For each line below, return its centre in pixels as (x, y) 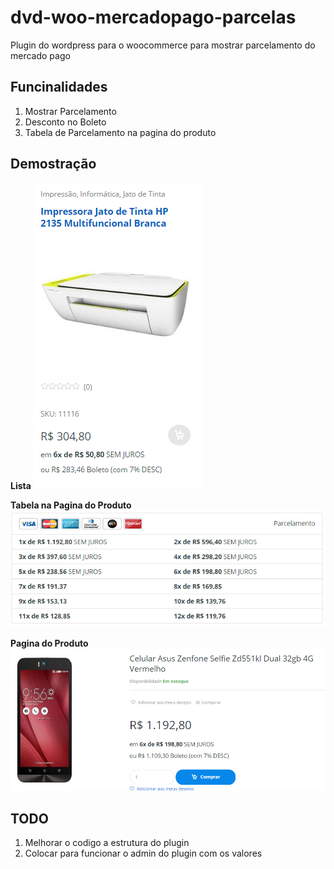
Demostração (53, 164)
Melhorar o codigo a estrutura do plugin (107, 842)
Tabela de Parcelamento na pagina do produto (120, 132)
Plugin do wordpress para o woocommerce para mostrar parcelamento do (163, 45)
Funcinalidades (59, 87)
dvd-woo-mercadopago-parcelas (153, 17)
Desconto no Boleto (65, 122)
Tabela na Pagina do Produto (71, 505)
